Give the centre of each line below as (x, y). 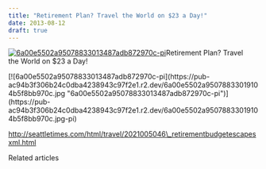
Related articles (34, 158)
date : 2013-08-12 (37, 23)
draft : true (28, 30)
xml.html (22, 143)
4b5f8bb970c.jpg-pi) (42, 119)
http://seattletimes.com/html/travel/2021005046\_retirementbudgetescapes (132, 134)
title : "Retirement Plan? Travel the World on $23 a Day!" (108, 15)
